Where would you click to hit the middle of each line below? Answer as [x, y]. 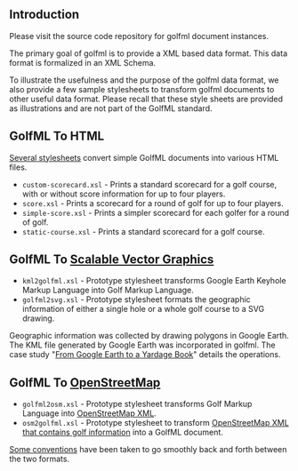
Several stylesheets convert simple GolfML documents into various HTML [144, 157]
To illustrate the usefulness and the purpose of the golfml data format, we [144, 80]
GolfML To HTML [57, 136]
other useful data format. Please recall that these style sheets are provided [146, 99]
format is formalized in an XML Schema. [83, 62]
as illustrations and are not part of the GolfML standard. [111, 108]
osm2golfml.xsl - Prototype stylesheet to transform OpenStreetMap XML [155, 423]
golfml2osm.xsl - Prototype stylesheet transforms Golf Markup [137, 404]
